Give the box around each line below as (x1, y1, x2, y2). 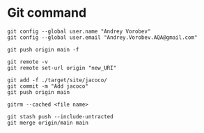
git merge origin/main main (7, 119, 89, 126)
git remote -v (7, 58, 49, 65)
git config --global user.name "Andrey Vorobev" (7, 28, 151, 35)
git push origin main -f (7, 46, 79, 53)
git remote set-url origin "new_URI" (7, 64, 117, 71)
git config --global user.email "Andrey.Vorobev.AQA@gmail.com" (7, 33, 198, 41)
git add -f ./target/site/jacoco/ (7, 77, 108, 84)
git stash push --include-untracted (7, 113, 113, 120)
